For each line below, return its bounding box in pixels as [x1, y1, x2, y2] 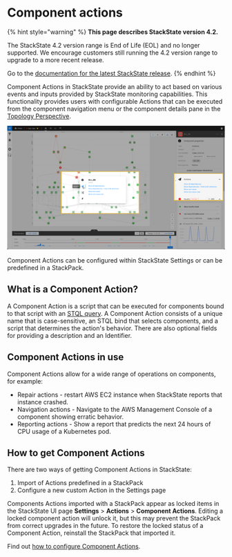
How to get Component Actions [7, 447, 145, 459]
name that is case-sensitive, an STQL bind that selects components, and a [7, 317, 219, 325]
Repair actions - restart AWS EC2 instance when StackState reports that [17, 390, 222, 399]
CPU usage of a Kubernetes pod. [17, 427, 112, 435]
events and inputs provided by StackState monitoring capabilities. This [7, 90, 208, 98]
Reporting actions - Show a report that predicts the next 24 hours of [17, 419, 211, 428]
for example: [7, 377, 43, 385]
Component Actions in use [7, 351, 124, 364]
